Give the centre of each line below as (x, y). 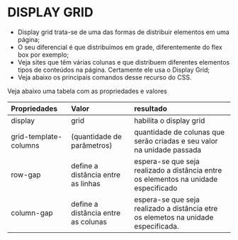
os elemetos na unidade (174, 217)
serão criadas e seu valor (176, 141)
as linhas (85, 183)
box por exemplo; (43, 55)
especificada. (157, 226)
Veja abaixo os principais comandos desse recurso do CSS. (104, 77)
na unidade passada (168, 150)
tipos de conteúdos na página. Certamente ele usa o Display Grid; (114, 70)
